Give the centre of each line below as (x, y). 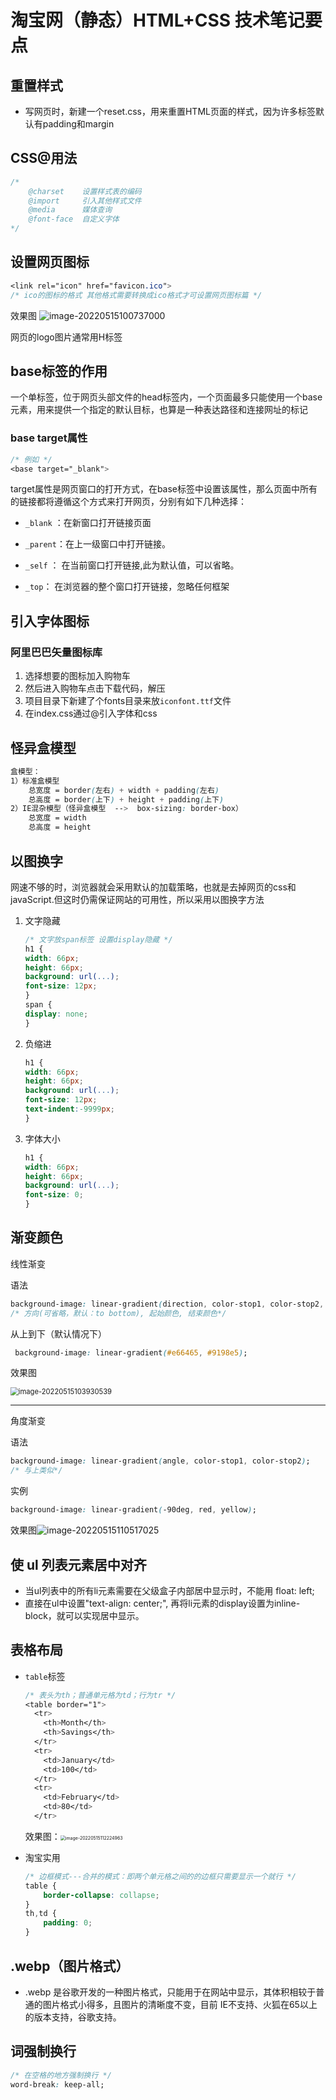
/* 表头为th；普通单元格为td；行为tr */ (100, 1695)
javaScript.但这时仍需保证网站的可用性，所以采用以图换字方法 (137, 899)
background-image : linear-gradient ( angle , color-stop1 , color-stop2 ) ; (160, 1461)
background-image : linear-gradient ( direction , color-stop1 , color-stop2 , (167, 1304)
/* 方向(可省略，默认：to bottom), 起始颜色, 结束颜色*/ (118, 1313)
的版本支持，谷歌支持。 (73, 2017)
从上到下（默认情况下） (58, 1333)
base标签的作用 (59, 371)
